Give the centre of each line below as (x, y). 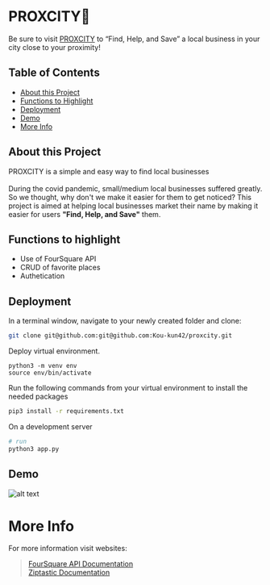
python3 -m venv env (43, 366)
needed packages (38, 397)
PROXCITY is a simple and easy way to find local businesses (109, 171)
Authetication (42, 276)
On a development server (50, 426)
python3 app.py (34, 449)
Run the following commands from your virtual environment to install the (128, 388)
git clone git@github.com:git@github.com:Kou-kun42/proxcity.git (120, 336)
